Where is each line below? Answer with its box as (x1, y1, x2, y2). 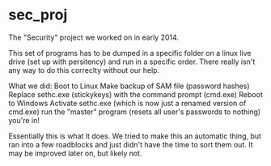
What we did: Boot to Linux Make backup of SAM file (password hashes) (8, 81, 250, 91)
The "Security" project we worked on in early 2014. (8, 32, 180, 42)
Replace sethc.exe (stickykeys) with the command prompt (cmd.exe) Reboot (8, 89, 263, 99)
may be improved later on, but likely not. (8, 148, 142, 158)
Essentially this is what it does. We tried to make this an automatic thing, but (8, 131, 261, 141)
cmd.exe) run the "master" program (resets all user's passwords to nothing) (8, 107, 261, 117)
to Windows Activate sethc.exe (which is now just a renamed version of (8, 98, 247, 108)
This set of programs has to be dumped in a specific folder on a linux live (8, 48, 252, 57)
